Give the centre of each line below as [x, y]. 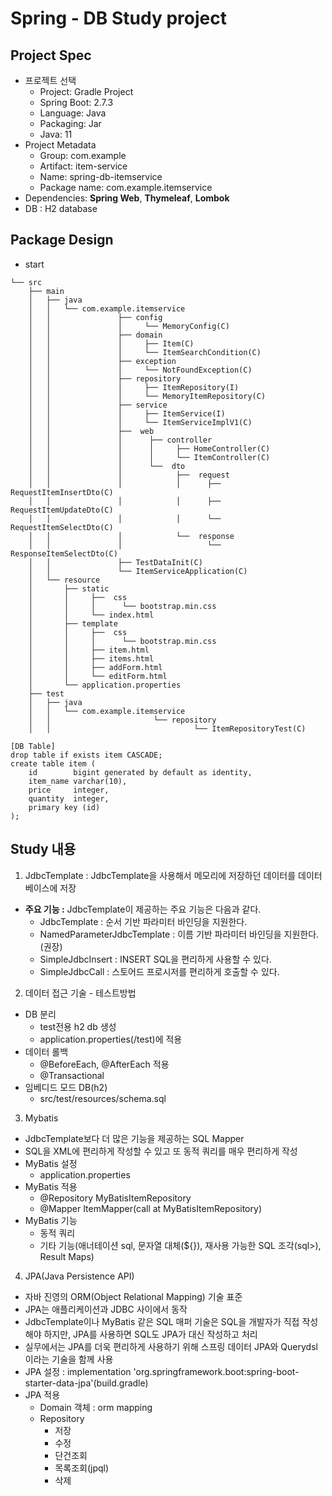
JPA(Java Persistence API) [79, 1276]
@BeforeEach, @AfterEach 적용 [104, 1064]
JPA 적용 [42, 1394]
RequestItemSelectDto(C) [62, 527]
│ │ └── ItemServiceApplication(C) [138, 571]
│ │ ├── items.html [91, 658]
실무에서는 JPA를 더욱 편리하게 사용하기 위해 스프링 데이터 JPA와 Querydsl [171, 1346]
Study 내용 [43, 849]
